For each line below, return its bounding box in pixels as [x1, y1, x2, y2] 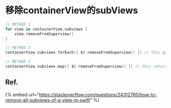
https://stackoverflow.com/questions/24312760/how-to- [39, 91, 157, 97]
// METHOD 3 [5, 59, 31, 64]
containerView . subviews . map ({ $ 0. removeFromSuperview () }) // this [5, 64, 152, 69]
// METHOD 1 [5, 21, 31, 27]
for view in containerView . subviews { [5, 26, 88, 32]
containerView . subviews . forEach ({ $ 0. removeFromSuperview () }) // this [5, 50, 160, 55]
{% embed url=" [5, 91, 40, 97]
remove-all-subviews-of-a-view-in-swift [5, 97, 90, 103]
